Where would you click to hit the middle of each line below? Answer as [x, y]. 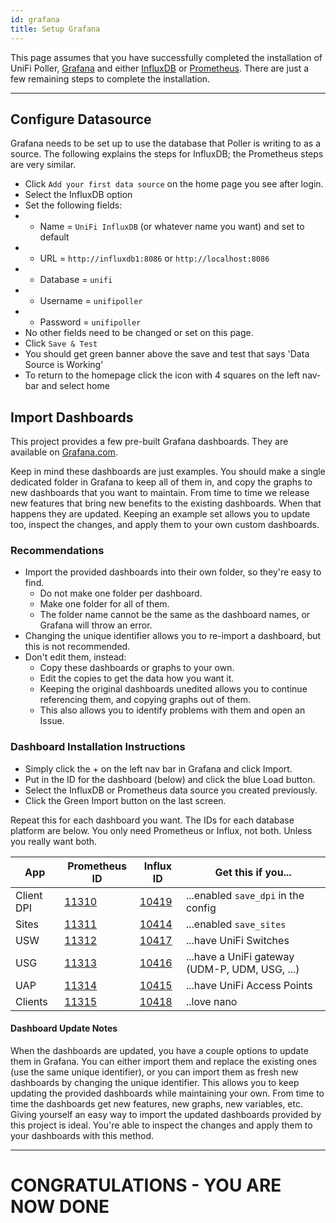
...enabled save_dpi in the [245, 895]
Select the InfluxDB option [78, 195]
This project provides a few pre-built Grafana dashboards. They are [149, 442]
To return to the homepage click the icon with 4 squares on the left [162, 375]
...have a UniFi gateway [240, 956]
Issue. [52, 721]
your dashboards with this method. [82, 1135]
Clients [31, 1001]
